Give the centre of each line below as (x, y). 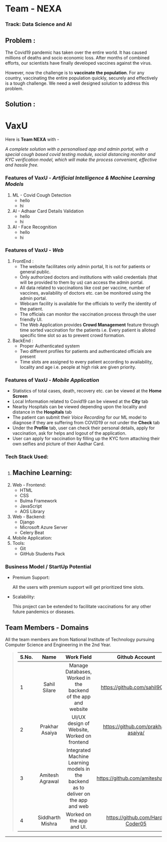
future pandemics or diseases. (43, 612)
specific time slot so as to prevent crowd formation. (72, 335)
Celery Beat (32, 532)
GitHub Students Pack (42, 553)
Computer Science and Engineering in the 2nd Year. (58, 645)
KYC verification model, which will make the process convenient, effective (81, 160)
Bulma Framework (38, 501)
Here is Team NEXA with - (32, 140)
